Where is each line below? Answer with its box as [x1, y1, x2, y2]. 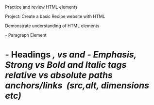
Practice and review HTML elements [5, 4, 78, 10]
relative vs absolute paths [5, 70, 113, 81]
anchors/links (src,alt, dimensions [5, 80, 150, 91]
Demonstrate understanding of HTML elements [5, 23, 100, 29]
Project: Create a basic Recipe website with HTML [5, 14, 105, 19]
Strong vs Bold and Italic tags [5, 60, 127, 71]
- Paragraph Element [5, 32, 47, 38]
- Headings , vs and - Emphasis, [5, 49, 137, 60]
